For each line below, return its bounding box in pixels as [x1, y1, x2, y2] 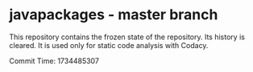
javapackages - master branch [9, 6, 218, 24]
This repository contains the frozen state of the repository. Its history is [9, 32, 245, 42]
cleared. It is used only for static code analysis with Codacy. [9, 40, 209, 50]
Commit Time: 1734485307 [9, 56, 100, 66]
